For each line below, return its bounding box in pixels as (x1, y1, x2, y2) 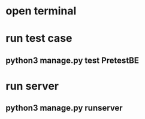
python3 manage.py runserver (5, 103, 123, 113)
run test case (5, 32, 72, 45)
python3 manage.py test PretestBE (5, 55, 139, 65)
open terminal (5, 4, 77, 18)
